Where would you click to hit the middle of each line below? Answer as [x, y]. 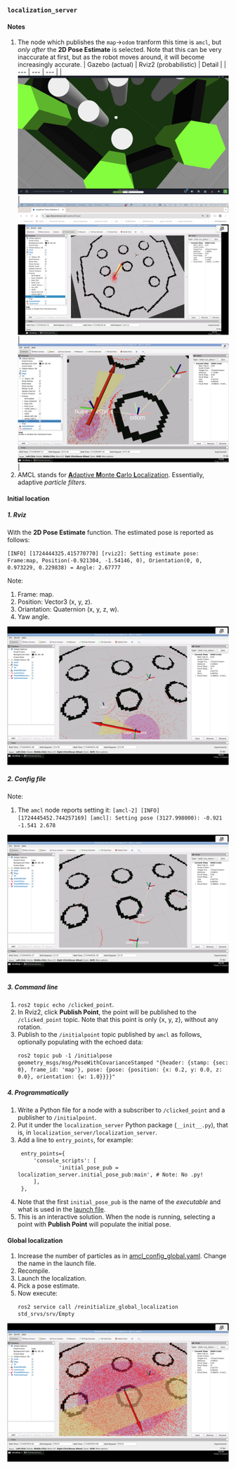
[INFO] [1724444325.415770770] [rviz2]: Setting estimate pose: [103, 554]
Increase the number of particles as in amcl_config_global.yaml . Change [122, 1256]
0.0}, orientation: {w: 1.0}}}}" [66, 1077]
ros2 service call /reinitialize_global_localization [98, 1307]
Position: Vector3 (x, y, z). [55, 602]
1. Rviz [17, 515]
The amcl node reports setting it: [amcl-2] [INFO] [88, 810]
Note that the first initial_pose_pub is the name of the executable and [119, 1202]
